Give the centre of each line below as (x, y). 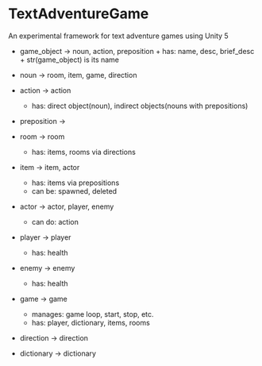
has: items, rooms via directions (84, 152)
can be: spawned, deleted (74, 191)
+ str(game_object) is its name (69, 60)
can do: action (55, 222)
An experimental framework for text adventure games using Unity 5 (118, 36)
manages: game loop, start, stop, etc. (92, 314)
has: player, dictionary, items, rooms (91, 322)
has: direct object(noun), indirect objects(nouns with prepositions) (140, 106)
